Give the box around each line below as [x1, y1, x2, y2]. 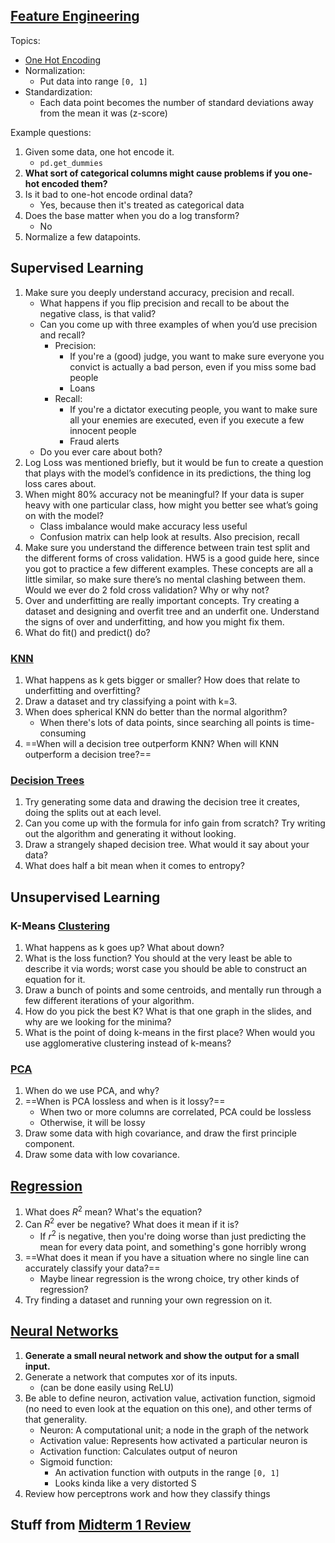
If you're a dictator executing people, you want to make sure [69, 403, 318, 415]
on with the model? [24, 509, 104, 521]
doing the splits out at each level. [24, 807, 162, 819]
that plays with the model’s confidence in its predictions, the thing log [24, 467, 312, 479]
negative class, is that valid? [39, 307, 157, 319]
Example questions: [10, 126, 92, 138]
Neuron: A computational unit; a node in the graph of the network [39, 1424, 310, 1436]
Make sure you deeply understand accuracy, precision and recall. [24, 286, 295, 298]
